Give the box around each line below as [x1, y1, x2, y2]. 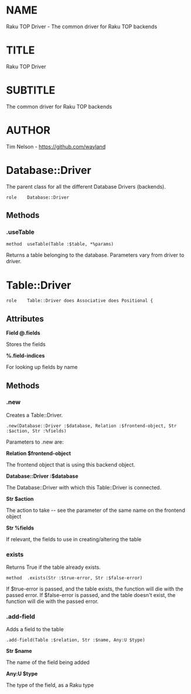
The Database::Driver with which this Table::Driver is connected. [6, 484, 162, 491]
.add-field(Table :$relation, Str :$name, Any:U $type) [6, 637, 145, 643]
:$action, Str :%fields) [6, 428, 67, 434]
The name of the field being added [6, 659, 90, 666]
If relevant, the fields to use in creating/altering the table [6, 535, 142, 542]
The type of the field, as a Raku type [6, 682, 94, 689]
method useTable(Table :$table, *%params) [6, 242, 114, 247]
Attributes [6, 314, 44, 324]
